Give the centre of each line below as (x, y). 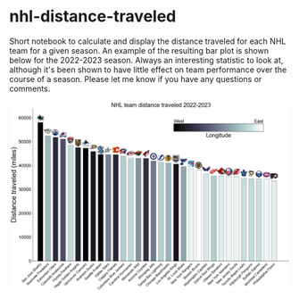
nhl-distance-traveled (93, 17)
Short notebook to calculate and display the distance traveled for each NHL (148, 41)
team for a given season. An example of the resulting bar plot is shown (139, 50)
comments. (30, 88)
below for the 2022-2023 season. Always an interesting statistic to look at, (146, 60)
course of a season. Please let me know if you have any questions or (136, 79)
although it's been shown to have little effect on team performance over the (148, 70)
